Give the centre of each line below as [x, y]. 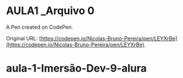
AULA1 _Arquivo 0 [50, 11]
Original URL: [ [24, 38]
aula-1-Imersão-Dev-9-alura [77, 68]
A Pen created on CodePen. [39, 27]
